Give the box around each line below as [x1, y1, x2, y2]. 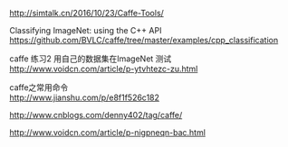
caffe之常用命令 [9, 82, 69, 93]
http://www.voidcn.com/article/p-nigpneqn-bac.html [9, 127, 206, 138]
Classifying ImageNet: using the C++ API [9, 25, 162, 35]
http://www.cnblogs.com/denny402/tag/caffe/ [9, 110, 183, 120]
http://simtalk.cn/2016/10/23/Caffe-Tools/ [9, 8, 165, 18]
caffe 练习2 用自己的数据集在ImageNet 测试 [9, 53, 172, 64]
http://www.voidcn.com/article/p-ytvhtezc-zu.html [9, 63, 198, 74]
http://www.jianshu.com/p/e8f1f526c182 [9, 92, 160, 103]
